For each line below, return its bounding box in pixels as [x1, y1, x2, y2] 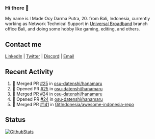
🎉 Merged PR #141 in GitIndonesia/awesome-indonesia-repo [12, 101, 134, 107]
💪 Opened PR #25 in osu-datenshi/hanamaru [12, 85, 103, 91]
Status [5, 115, 26, 124]
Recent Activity [5, 67, 53, 76]
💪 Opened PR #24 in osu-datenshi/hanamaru [12, 96, 103, 102]
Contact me [5, 40, 42, 49]
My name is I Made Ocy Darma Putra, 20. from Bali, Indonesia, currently [5, 16, 151, 22]
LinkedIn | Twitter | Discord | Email [5, 54, 75, 59]
